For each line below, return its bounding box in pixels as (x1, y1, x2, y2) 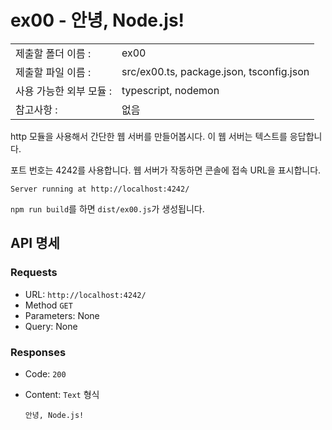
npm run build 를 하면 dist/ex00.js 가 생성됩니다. (10, 202, 205, 215)
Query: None (24, 320, 78, 332)
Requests (10, 266, 58, 280)
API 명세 (10, 235, 60, 252)
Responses (10, 345, 67, 359)
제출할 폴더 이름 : (15, 46, 92, 60)
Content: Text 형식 (24, 388, 100, 400)
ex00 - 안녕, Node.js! (10, 9, 185, 32)
